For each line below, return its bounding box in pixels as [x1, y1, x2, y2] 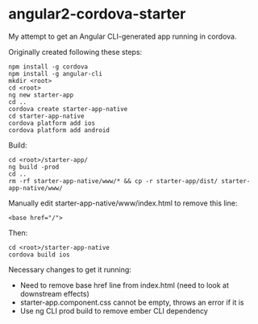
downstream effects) [19, 289, 90, 298]
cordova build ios [8, 251, 70, 259]
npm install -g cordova [8, 62, 89, 71]
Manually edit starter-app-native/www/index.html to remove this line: [8, 198, 238, 208]
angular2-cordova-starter [8, 5, 186, 23]
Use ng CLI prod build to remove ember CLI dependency [19, 305, 208, 315]
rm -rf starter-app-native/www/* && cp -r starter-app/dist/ [8, 177, 218, 185]
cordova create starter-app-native [8, 105, 128, 113]
